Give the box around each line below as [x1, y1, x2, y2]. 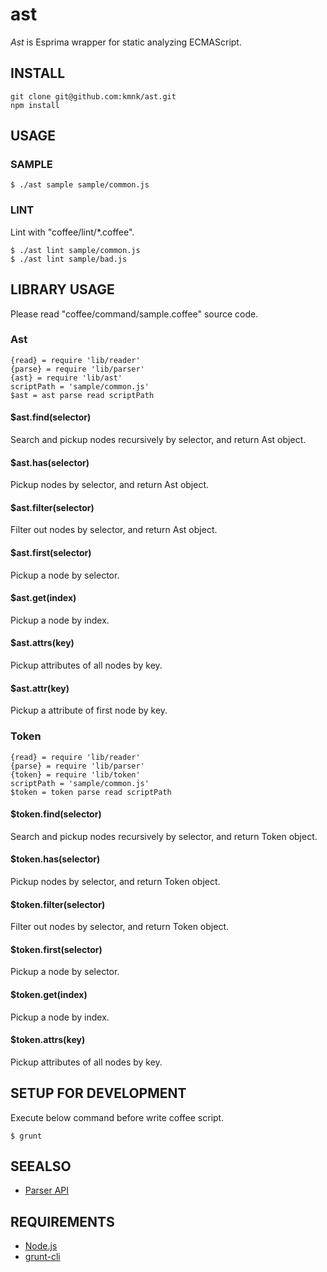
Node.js [24, 1240, 58, 1252]
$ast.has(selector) [10, 456, 90, 468]
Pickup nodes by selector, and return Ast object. [10, 479, 210, 491]
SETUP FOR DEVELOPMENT [10, 1085, 187, 1102]
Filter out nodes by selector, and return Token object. [10, 921, 230, 933]
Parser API [24, 1184, 69, 1197]
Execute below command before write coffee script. [10, 1111, 225, 1123]
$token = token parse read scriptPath [10, 787, 172, 797]
